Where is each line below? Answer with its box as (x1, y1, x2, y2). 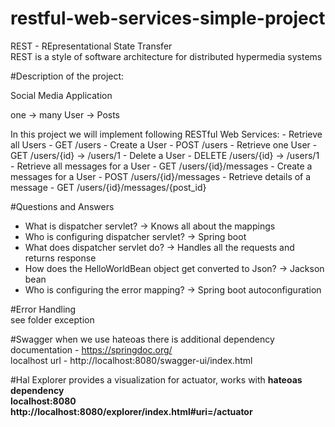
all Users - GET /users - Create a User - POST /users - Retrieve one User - (10, 138, 318, 151)
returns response (24, 252, 97, 264)
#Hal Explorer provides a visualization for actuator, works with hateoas (10, 373, 303, 386)
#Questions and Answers (10, 200, 115, 212)
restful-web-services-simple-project (10, 7, 326, 30)
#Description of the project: (10, 70, 125, 82)
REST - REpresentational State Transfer (10, 40, 173, 52)
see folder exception (10, 313, 95, 326)
